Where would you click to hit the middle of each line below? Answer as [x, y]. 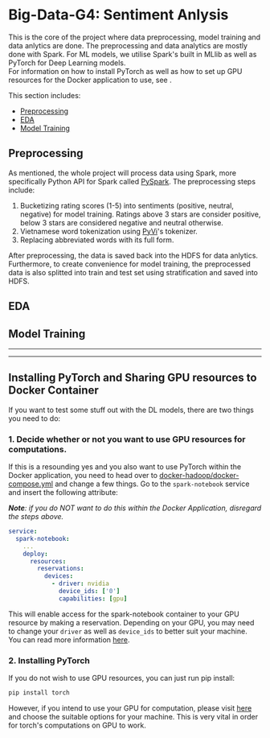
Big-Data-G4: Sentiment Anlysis [119, 15]
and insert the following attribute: [63, 493]
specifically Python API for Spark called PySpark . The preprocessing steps [132, 181]
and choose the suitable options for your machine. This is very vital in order [133, 716]
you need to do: [35, 418]
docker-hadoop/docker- [199, 476]
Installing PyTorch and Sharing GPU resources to [133, 378]
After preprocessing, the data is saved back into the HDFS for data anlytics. [133, 255]
